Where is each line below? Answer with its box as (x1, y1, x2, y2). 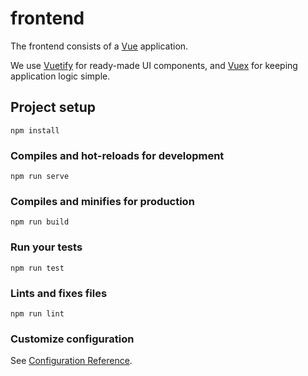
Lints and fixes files (10, 286, 108, 300)
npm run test (10, 263, 65, 273)
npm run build (10, 217, 70, 227)
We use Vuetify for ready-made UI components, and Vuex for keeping (10, 59, 298, 71)
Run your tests (10, 240, 83, 254)
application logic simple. (10, 70, 111, 82)
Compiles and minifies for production (10, 194, 195, 208)
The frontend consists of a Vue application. (10, 40, 189, 52)
